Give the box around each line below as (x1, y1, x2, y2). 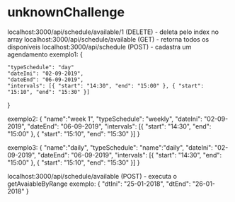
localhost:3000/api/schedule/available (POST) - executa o (7, 172, 177, 180)
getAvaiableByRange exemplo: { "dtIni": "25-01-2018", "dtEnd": (7, 179, 191, 188)
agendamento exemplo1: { (7, 50, 83, 59)
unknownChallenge (7, 4, 125, 20)
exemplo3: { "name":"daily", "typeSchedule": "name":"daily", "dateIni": (7, 143, 214, 152)
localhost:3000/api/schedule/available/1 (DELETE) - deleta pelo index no (7, 28, 219, 36)
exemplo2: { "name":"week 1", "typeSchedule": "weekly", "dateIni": (7, 114, 203, 123)
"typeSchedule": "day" (7, 64, 74, 71)
